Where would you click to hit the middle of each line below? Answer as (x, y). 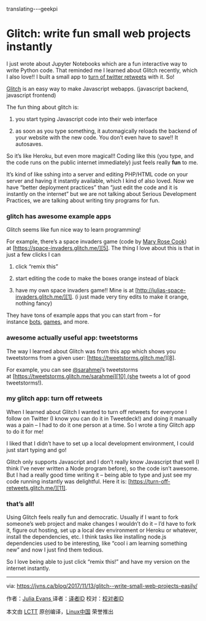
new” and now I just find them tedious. (55, 550)
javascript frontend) (31, 95)
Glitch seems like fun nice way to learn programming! (74, 230)
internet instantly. (28, 568)
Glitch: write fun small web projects (99, 34)
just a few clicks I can (34, 255)
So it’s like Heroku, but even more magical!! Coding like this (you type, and (100, 155)
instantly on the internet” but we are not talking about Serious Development (101, 193)
